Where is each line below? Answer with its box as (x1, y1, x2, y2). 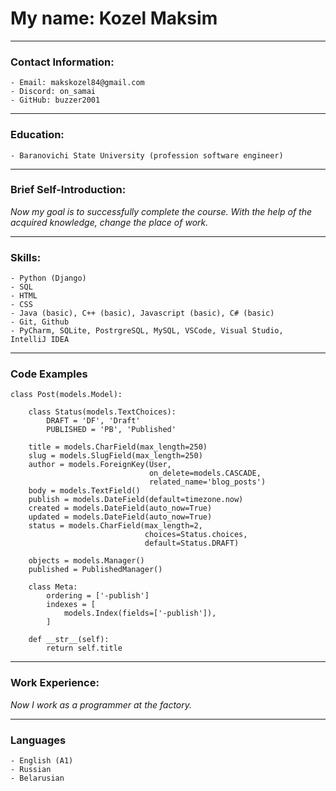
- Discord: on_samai (10, 87, 97, 97)
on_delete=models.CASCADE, (148, 468, 262, 479)
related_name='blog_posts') (148, 477, 267, 487)
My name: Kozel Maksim (10, 7, 218, 30)
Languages (10, 733, 67, 747)
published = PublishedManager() (28, 565, 163, 575)
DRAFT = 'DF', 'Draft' (46, 416, 141, 426)
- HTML (10, 291, 38, 301)
